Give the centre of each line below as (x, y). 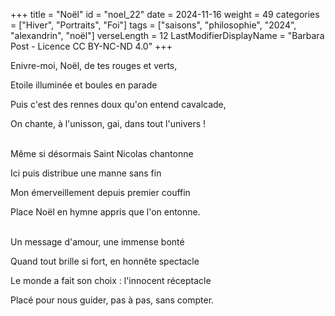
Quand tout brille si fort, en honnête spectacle (105, 261)
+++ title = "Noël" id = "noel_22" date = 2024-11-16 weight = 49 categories (165, 14)
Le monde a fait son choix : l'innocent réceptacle (111, 280)
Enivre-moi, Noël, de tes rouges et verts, (94, 65)
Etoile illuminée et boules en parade (84, 85)
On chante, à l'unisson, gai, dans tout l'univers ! (108, 123)
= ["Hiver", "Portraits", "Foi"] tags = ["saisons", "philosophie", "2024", (153, 25)
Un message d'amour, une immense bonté (97, 242)
